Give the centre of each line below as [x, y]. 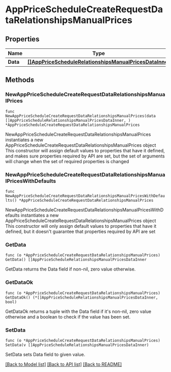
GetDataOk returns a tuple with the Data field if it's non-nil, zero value [78, 311]
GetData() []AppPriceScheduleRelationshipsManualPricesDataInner [76, 260]
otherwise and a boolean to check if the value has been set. [68, 316]
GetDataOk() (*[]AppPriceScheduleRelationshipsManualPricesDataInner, [82, 297]
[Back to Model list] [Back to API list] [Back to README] [64, 364]
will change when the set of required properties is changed [67, 161]
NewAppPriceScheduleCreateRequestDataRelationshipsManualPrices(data [81, 116]
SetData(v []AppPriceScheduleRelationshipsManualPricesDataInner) [77, 345]
